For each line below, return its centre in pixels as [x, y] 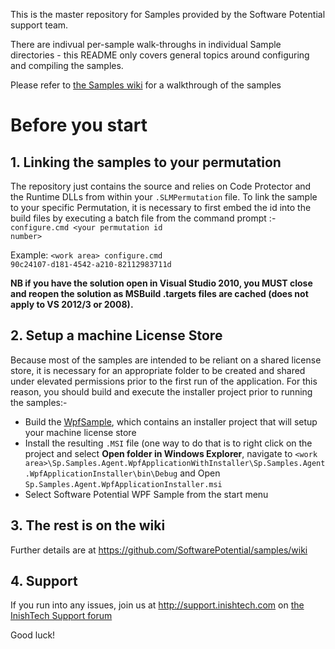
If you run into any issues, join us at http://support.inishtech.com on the [157, 605]
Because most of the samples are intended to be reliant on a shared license [166, 360]
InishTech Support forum [61, 616]
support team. [39, 25]
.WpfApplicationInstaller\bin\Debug [101, 474]
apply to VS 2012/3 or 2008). [72, 304]
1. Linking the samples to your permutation [146, 162]
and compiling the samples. [67, 65]
